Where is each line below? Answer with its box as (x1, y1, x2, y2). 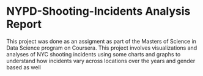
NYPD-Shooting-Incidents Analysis (6, 4, 191, 18)
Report (6, 17, 42, 31)
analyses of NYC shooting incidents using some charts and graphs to (6, 50, 181, 58)
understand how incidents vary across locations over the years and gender (6, 57, 196, 64)
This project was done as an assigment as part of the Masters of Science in (6, 37, 197, 45)
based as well (6, 63, 41, 71)
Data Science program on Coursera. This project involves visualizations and (6, 44, 197, 51)
